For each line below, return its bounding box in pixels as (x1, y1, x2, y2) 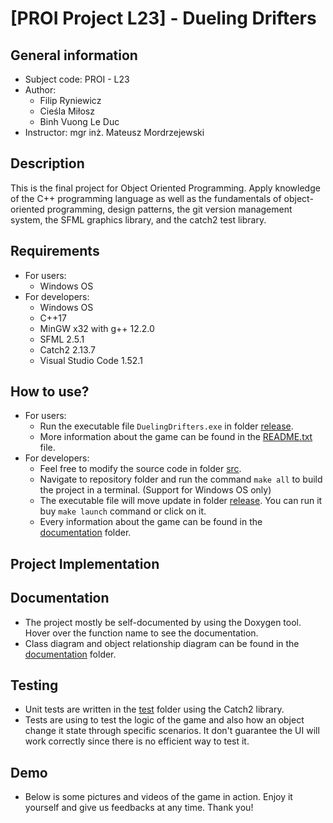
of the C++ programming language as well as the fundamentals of (10, 192, 282, 204)
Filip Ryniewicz (39, 95, 102, 106)
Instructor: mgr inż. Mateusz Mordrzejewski (24, 127, 205, 138)
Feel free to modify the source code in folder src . (39, 463, 242, 475)
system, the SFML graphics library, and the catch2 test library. (10, 213, 267, 226)
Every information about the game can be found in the (39, 516, 263, 528)
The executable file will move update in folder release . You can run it (39, 495, 323, 507)
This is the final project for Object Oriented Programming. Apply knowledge (10, 182, 321, 194)
